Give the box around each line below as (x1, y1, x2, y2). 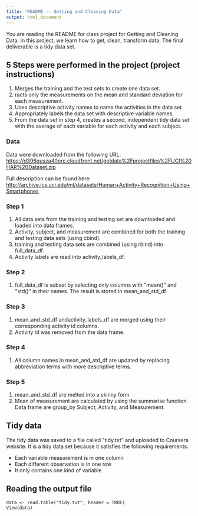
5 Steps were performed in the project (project (6, 60, 180, 70)
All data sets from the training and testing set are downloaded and (14, 215, 176, 222)
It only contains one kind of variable (14, 466, 102, 473)
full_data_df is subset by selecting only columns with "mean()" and (14, 281, 177, 288)
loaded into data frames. (14, 222, 75, 229)
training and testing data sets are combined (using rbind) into (14, 241, 164, 248)
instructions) (6, 69, 55, 79)
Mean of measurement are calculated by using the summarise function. (14, 397, 189, 405)
